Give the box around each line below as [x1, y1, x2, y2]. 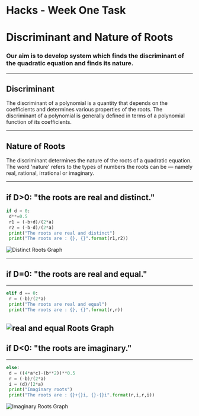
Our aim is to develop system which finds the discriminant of [6, 52, 185, 60]
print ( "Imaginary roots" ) [8, 386, 73, 393]
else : [6, 364, 20, 370]
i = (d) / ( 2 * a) [8, 381, 44, 387]
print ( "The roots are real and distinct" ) [8, 230, 115, 236]
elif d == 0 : [6, 290, 38, 296]
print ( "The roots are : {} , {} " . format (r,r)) [8, 306, 123, 313]
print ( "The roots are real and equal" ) [8, 301, 108, 307]
